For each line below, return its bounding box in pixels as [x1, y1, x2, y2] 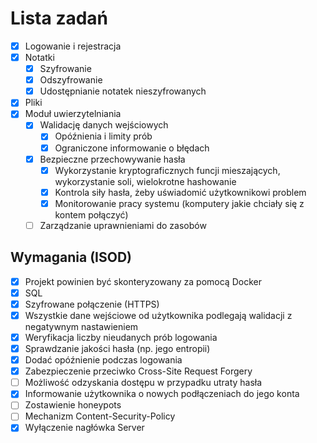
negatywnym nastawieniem [24, 320, 139, 332]
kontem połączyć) [54, 208, 129, 221]
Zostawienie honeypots [24, 399, 122, 411]
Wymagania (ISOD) [10, 249, 133, 266]
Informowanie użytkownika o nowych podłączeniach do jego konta [24, 388, 300, 400]
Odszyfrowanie [39, 74, 103, 86]
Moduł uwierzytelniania [24, 108, 122, 120]
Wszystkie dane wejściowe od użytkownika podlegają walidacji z [24, 309, 293, 321]
